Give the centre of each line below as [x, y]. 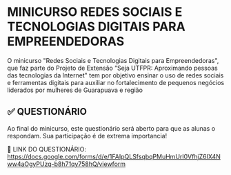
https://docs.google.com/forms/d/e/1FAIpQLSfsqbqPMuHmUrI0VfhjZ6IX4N [114, 156]
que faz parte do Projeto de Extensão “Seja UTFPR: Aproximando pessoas [113, 68]
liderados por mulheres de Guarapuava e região [75, 90]
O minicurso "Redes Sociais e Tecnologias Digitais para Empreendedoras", [113, 60]
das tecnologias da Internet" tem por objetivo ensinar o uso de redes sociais [115, 75]
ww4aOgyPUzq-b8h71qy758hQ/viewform [67, 164]
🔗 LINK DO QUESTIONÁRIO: [47, 149]
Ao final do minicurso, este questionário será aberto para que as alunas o [111, 128]
